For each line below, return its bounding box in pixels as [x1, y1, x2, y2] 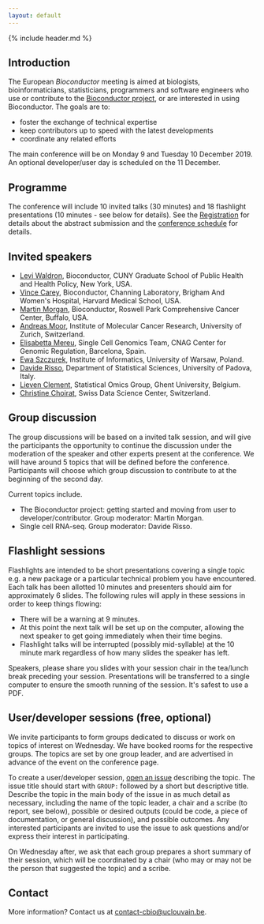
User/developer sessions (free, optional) [8, 712, 212, 725]
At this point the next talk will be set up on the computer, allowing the [19, 622, 244, 632]
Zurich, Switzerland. [19, 329, 85, 340]
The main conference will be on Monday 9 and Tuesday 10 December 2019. [8, 149, 254, 159]
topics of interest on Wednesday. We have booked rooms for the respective [8, 740, 254, 750]
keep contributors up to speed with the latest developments [19, 126, 214, 135]
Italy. [19, 372, 36, 381]
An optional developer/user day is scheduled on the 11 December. [8, 158, 221, 167]
